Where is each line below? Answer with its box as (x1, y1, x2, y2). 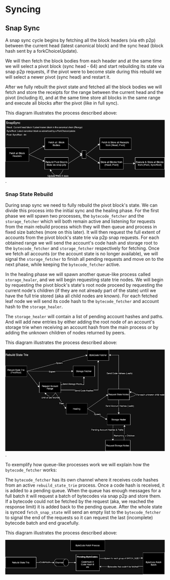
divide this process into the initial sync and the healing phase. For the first (5, 208, 159, 214)
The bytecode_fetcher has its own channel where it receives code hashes (5, 476, 158, 483)
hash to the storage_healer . (5, 303, 63, 310)
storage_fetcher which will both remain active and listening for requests (5, 218, 156, 224)
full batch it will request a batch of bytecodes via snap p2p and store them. (5, 493, 162, 499)
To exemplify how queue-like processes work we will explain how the (5, 461, 150, 467)
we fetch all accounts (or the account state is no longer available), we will (5, 251, 158, 257)
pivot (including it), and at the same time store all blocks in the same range (5, 95, 161, 100)
